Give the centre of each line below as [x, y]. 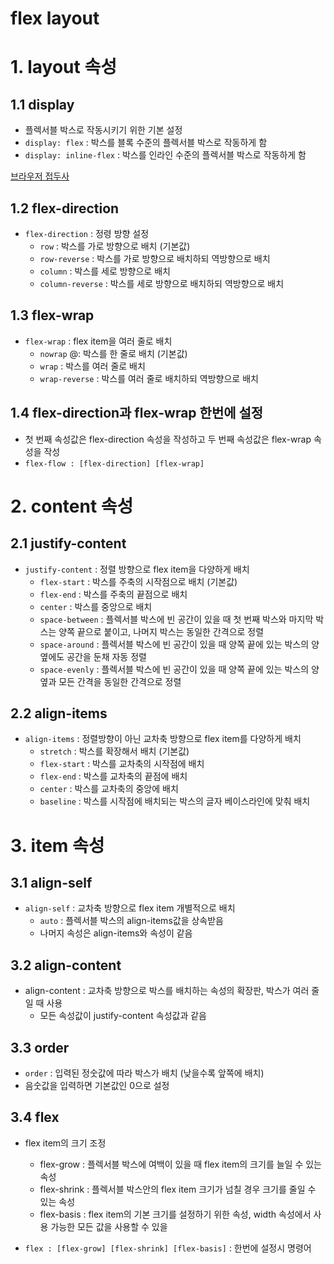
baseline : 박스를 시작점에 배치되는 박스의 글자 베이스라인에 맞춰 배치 [175, 801]
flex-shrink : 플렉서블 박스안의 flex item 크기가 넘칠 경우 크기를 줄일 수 [178, 1189]
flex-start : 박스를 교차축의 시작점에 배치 [122, 764]
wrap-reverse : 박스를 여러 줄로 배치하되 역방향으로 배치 [149, 378]
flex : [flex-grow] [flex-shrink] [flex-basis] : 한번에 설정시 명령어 [168, 1248]
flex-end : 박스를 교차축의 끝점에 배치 [113, 776]
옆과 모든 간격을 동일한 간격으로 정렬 [110, 681]
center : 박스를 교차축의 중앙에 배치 [109, 789]
